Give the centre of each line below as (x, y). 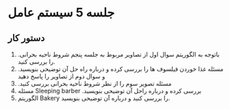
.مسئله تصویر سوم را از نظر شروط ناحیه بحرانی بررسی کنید (94, 83)
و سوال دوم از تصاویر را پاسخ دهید (61, 76)
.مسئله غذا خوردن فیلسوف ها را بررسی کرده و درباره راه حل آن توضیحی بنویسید (120, 69)
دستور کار (26, 38)
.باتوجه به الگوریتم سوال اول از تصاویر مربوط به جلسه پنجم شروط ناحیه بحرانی (118, 54)
